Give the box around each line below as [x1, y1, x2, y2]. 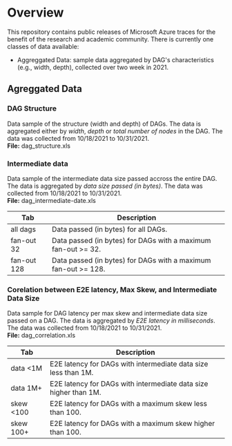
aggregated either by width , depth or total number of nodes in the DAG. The [7, 126, 223, 135]
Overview [7, 5, 64, 21]
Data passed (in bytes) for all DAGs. [51, 224, 168, 234]
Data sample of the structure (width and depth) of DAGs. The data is [7, 119, 202, 128]
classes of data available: [7, 42, 79, 50]
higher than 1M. [49, 388, 101, 398]
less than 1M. [49, 368, 94, 378]
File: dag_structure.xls [7, 142, 71, 150]
